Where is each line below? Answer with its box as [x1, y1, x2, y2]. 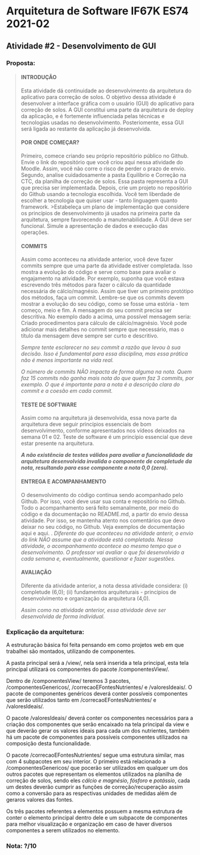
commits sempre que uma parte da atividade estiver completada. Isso [20, 262, 193, 269]
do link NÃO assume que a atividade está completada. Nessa [20, 535, 173, 543]
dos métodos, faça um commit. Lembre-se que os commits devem [20, 294, 185, 301]
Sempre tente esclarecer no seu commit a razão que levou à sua [20, 344, 181, 351]
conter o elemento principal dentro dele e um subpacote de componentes [6, 814, 188, 821]
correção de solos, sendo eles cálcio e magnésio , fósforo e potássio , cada [6, 777, 190, 784]
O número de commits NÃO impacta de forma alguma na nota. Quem [20, 368, 192, 375]
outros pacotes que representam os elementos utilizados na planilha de [6, 770, 182, 778]
